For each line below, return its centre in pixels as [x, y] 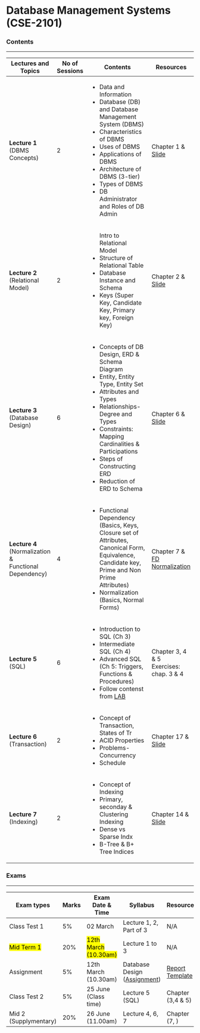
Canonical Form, [122, 548]
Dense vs [112, 829]
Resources [171, 68]
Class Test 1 [26, 926]
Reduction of [117, 482]
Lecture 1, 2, [141, 922]
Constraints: [116, 429]
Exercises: [166, 667]
